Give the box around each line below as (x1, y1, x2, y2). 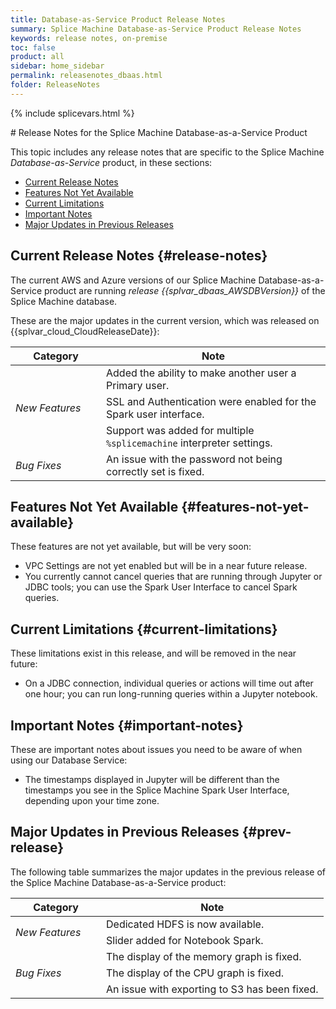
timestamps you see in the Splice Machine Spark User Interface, (24, 784, 290, 796)
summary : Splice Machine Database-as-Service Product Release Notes (10, 24, 302, 34)
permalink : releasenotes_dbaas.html (10, 71, 163, 81)
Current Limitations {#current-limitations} (10, 621, 278, 638)
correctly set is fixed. (106, 464, 205, 478)
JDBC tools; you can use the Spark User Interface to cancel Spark (24, 581, 298, 593)
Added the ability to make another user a (106, 366, 297, 380)
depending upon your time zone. (24, 795, 160, 806)
